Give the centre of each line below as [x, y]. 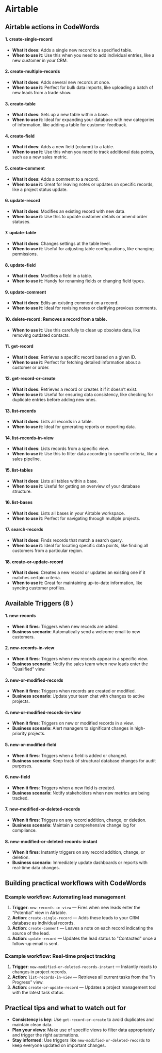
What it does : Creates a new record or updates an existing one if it [79, 572]
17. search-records [24, 529]
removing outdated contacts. [41, 335]
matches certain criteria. [36, 578]
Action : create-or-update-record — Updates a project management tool [84, 987]
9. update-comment [26, 292]
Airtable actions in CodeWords [52, 27]
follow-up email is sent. [35, 943]
